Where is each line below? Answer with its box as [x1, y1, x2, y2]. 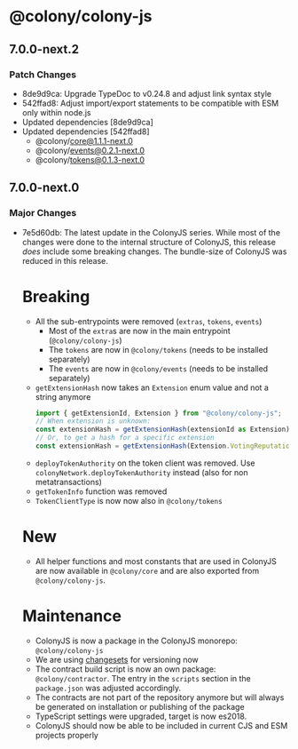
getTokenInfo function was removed [35, 486, 168, 497]
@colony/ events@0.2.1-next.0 [35, 145, 145, 155]
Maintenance [21, 606, 122, 625]
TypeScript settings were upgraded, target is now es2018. [35, 711, 247, 721]
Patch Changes [9, 68, 77, 81]
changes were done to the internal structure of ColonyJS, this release [21, 236, 277, 247]
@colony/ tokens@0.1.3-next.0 [35, 154, 145, 165]
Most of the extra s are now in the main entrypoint [48, 325, 231, 336]
